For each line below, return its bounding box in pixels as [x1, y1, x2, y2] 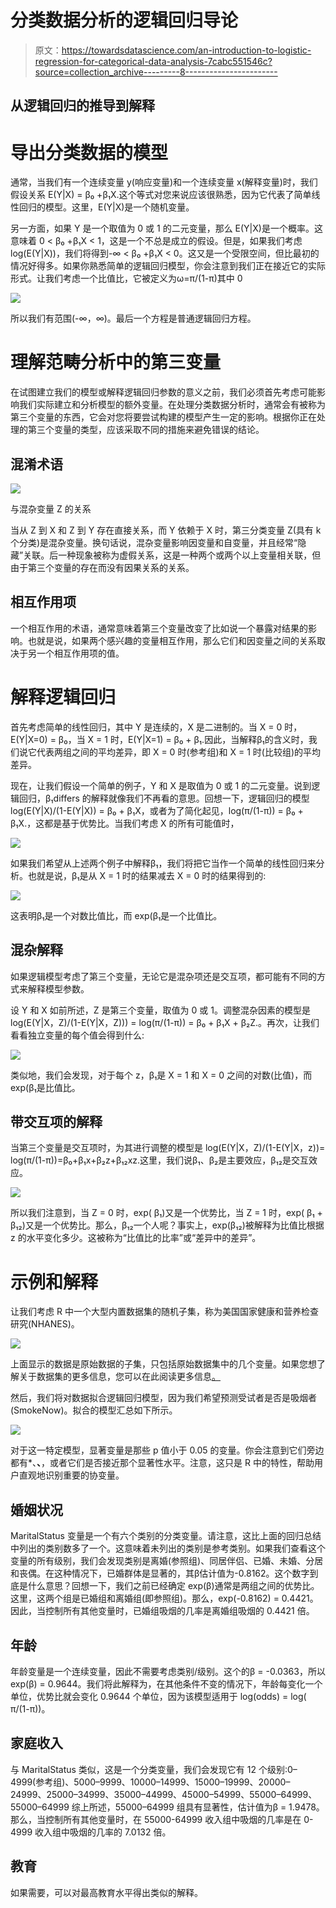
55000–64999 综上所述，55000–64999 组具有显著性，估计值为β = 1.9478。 [10, 1801, 325, 1813]
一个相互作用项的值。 [36, 647, 125, 659]
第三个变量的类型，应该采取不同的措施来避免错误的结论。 [27, 424, 265, 436]
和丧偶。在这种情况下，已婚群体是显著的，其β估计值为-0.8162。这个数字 [10, 1567, 310, 1580]
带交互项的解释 [10, 1113, 103, 1130]
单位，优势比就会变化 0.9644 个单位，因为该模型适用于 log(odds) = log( [10, 1690, 307, 1702]
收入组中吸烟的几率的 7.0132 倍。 [34, 1826, 172, 1838]
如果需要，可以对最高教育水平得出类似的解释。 [10, 1886, 203, 1898]
